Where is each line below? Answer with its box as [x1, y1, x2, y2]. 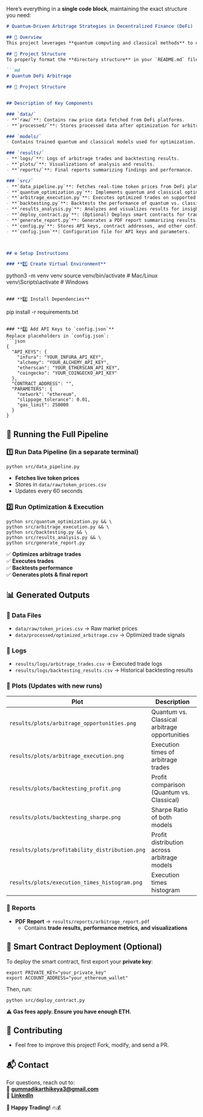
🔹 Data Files [6, 611, 42, 619]
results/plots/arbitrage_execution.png [9, 752, 124, 759]
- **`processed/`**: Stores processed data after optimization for [6, 122, 180, 129]
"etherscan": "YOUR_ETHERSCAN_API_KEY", [17, 365, 120, 371]
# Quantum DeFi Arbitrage [6, 73, 71, 79]
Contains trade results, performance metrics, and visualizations [24, 924, 188, 931]
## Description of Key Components [6, 100, 94, 106]
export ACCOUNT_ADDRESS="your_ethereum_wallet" [6, 974, 129, 981]
